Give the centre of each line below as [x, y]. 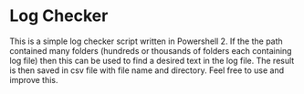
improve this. [34, 79]
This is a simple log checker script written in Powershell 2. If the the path [146, 41]
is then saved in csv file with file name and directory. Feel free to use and [147, 70]
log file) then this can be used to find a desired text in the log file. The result [152, 60]
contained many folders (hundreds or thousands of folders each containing [151, 50]
